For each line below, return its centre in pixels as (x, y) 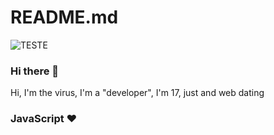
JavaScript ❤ (44, 119)
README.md (64, 17)
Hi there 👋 (35, 71)
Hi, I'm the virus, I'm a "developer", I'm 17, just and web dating (137, 93)
